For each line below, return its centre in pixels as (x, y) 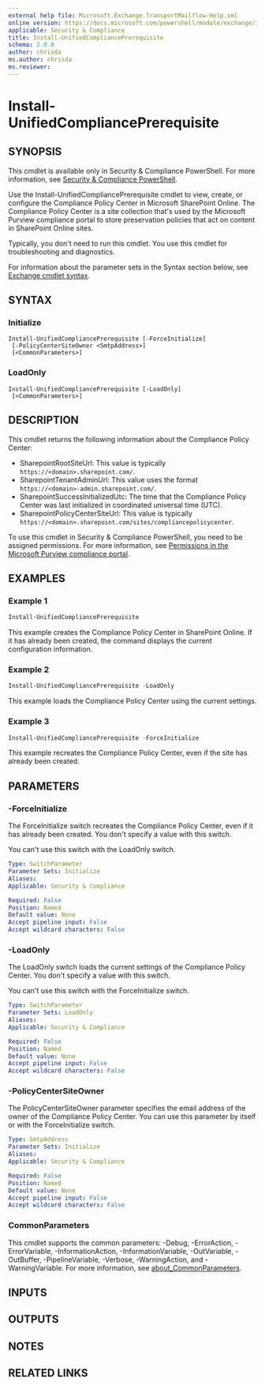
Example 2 (29, 670)
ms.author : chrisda (40, 60)
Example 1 (28, 601)
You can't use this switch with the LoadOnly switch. (92, 850)
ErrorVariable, (31, 1251)
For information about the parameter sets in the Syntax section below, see (128, 267)
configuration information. (50, 649)
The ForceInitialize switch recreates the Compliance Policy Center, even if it (131, 826)
